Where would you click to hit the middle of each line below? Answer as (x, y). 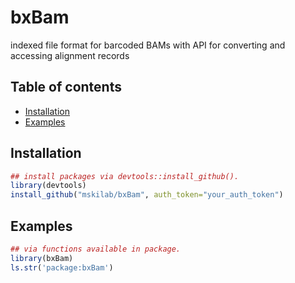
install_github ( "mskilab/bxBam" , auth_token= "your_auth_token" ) (147, 195)
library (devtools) (48, 186)
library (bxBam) (42, 258)
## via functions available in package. (96, 249)
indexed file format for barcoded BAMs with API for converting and (148, 45)
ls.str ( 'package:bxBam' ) (62, 267)
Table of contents (66, 87)
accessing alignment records (70, 55)
